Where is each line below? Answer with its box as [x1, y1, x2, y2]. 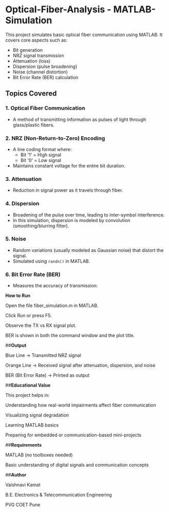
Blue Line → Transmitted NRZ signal [5, 352, 81, 358]
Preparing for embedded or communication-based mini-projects [5, 432, 141, 438]
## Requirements [5, 442, 42, 448]
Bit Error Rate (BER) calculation [12, 74, 79, 80]
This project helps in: [5, 392, 50, 398]
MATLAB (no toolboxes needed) [5, 452, 73, 458]
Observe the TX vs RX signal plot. [5, 322, 77, 328]
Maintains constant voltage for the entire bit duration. [12, 162, 126, 169]
